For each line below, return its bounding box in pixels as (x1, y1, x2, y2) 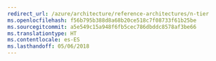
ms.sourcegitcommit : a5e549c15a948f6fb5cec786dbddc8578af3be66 (7, 23, 197, 30)
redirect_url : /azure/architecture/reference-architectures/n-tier (7, 10, 210, 18)
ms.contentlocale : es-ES (7, 36, 80, 43)
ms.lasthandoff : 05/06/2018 (7, 43, 90, 50)
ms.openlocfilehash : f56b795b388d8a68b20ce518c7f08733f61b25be (7, 17, 197, 24)
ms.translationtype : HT (7, 29, 77, 37)
